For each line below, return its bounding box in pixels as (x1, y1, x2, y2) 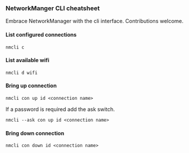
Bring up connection (5, 82, 57, 89)
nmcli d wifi (5, 70, 38, 76)
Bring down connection (5, 129, 65, 136)
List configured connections (5, 31, 77, 38)
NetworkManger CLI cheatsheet (5, 4, 100, 12)
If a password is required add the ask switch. (5, 105, 115, 113)
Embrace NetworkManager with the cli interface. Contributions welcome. (5, 18, 184, 25)
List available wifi (5, 57, 50, 64)
